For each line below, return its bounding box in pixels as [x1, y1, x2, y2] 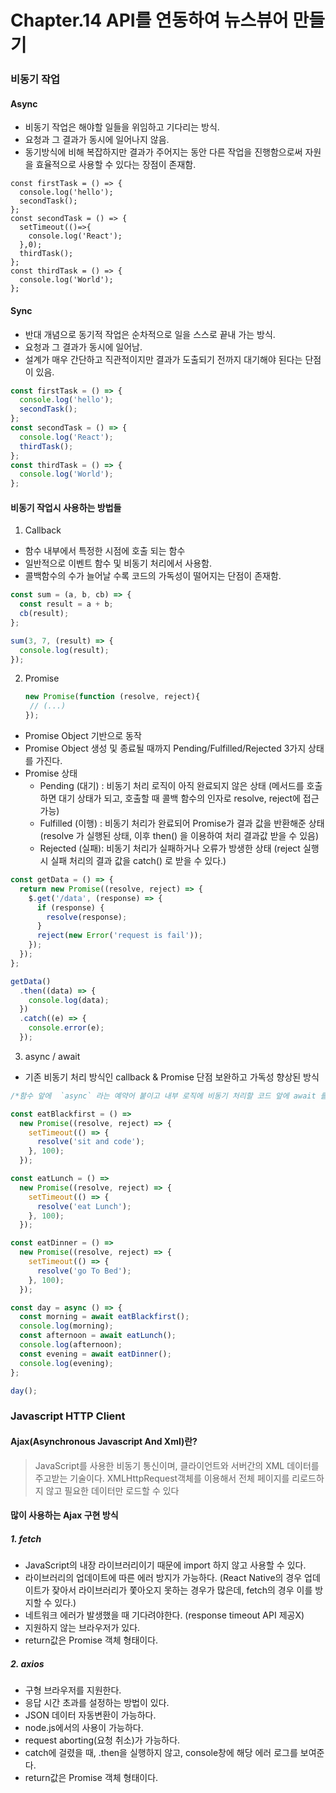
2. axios [10, 1657, 45, 1670]
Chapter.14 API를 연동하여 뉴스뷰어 [10, 9, 289, 32]
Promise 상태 [24, 767, 78, 780]
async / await [24, 1050, 81, 1062]
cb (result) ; [19, 609, 70, 619]
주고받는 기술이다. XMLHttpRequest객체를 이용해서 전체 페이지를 [34, 1472, 290, 1484]
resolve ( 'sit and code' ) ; [36, 1137, 145, 1147]
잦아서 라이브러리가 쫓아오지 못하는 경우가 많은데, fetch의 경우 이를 [51, 1584, 313, 1596]
